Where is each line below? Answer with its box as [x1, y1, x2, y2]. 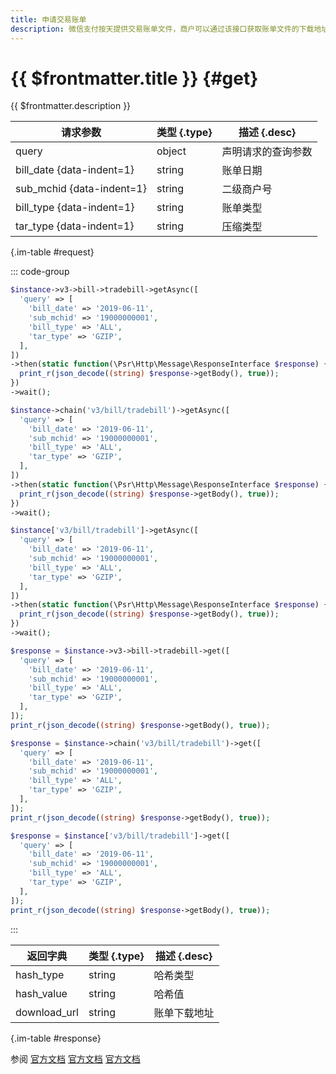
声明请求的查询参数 [221, 145, 313, 159]
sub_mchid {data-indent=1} [15, 182, 147, 196]
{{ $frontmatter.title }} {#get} [10, 67, 259, 90]
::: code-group [10, 266, 70, 278]
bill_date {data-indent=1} [15, 163, 135, 177]
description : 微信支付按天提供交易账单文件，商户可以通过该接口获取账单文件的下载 [10, 24, 315, 34]
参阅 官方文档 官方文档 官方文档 [10, 1052, 141, 1065]
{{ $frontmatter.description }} [10, 100, 132, 112]
